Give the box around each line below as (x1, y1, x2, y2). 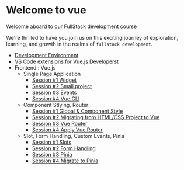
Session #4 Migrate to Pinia (32, 157, 99, 164)
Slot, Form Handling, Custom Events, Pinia (23, 132, 125, 139)
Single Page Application (23, 70, 81, 77)
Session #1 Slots (32, 138, 72, 145)
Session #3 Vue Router (32, 120, 88, 127)
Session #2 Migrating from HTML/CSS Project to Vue (32, 113, 160, 120)
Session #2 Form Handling (32, 144, 96, 152)
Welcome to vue (6, 4, 86, 17)
